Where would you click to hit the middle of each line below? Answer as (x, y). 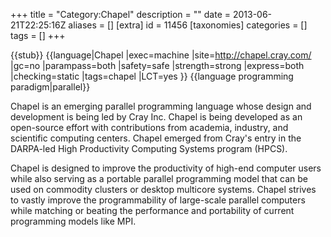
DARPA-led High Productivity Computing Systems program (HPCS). (149, 148)
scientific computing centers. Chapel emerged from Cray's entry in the (156, 138)
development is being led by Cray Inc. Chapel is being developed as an (156, 117)
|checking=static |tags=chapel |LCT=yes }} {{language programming (152, 76)
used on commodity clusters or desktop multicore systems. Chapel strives (163, 189)
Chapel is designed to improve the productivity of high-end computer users (166, 168)
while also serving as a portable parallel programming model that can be (159, 178)
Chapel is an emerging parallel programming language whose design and (161, 106)
